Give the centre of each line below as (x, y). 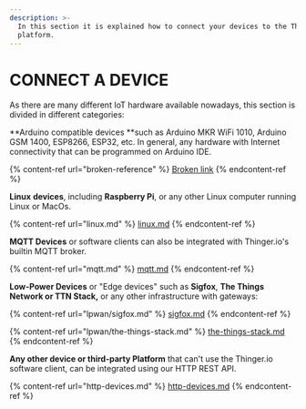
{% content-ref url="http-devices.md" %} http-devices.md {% (127, 386)
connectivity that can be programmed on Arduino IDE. (111, 152)
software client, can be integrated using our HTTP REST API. (123, 369)
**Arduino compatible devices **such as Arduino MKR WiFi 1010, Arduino (148, 132)
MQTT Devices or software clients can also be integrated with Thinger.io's (149, 241)
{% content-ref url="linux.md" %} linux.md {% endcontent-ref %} (133, 224)
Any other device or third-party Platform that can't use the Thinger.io (141, 359)
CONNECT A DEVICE (89, 80)
